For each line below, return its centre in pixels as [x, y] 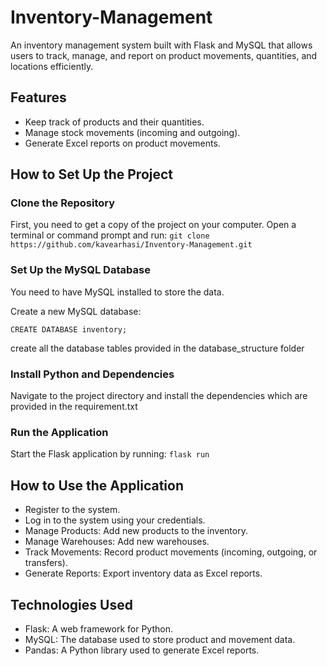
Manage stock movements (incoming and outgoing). [132, 132]
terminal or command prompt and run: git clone [110, 235]
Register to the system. [72, 510]
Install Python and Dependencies [92, 374]
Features [38, 97]
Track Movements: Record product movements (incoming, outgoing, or [171, 552]
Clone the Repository [63, 203]
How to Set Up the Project [92, 174]
